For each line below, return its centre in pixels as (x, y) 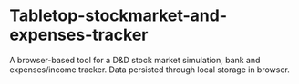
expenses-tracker (79, 35)
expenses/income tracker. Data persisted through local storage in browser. (149, 70)
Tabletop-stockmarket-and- (119, 16)
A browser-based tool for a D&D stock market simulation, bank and (135, 60)
